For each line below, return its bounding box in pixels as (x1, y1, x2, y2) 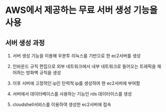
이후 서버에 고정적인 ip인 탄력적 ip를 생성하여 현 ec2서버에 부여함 (12, 80, 140, 86)
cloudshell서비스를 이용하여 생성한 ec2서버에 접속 (12, 101, 111, 107)
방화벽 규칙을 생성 (26, 69, 61, 75)
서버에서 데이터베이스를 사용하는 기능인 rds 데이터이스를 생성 (12, 91, 132, 96)
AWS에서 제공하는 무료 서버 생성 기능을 (5, 4, 158, 16)
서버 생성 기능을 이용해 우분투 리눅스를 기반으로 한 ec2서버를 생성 (12, 53, 141, 58)
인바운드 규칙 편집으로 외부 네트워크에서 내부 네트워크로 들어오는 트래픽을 (12, 63, 156, 69)
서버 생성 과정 (5, 38, 45, 47)
